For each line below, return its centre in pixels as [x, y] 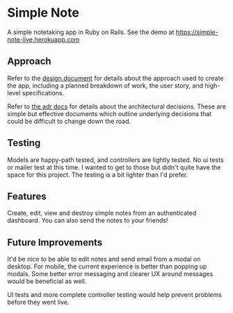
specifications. [43, 93]
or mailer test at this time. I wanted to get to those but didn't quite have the [114, 167]
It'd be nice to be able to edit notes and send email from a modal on [104, 259]
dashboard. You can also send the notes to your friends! [88, 220]
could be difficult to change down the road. [69, 121]
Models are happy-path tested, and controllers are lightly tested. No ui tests [115, 160]
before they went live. [38, 302]
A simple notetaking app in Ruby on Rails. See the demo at [91, 32]
